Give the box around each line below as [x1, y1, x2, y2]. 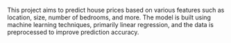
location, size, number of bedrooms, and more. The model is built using [7, 13, 212, 21]
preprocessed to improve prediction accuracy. [7, 28, 139, 36]
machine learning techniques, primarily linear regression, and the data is [7, 21, 214, 28]
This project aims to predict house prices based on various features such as [7, 6, 225, 14]
